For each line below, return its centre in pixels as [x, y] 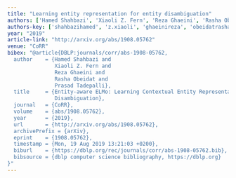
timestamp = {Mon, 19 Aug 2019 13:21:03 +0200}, [86, 144]
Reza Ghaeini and [80, 72]
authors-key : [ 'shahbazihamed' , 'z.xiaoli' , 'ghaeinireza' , [97, 27]
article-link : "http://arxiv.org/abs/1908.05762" [81, 40]
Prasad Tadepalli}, [83, 85]
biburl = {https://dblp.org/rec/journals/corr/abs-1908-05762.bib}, [121, 151]
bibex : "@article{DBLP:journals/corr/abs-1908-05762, [88, 53]
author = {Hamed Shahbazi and [63, 60]
